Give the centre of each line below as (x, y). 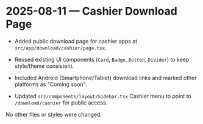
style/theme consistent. (44, 66)
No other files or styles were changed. (54, 114)
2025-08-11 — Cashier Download (91, 11)
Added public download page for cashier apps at (76, 41)
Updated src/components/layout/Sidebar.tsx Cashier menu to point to (103, 96)
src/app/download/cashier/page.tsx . (61, 48)
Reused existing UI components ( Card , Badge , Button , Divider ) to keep (102, 59)
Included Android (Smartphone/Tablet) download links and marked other (105, 78)
